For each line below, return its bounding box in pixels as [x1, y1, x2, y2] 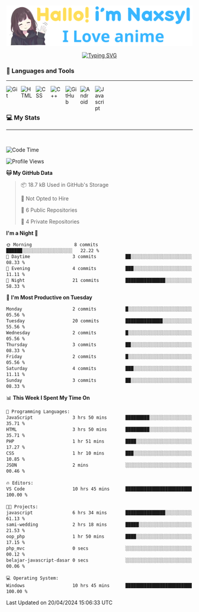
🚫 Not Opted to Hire [20, 195, 69, 202]
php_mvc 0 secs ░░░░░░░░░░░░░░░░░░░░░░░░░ [6, 545, 192, 552]
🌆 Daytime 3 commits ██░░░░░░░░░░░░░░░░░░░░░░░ [6, 254, 192, 260]
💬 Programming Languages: [6, 409, 70, 415]
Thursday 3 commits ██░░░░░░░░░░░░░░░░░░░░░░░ [6, 342, 192, 348]
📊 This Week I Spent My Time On [6, 394, 90, 401]
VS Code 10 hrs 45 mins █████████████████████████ [6, 486, 192, 492]
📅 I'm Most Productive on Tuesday [6, 294, 93, 301]
